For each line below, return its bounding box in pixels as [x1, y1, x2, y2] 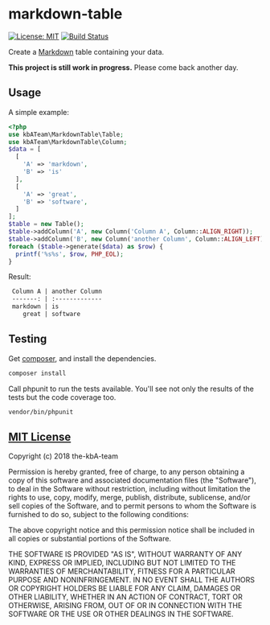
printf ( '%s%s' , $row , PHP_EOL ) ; [15, 250, 125, 258]
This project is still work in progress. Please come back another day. [8, 62, 239, 72]
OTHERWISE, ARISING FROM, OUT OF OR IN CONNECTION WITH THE [8, 601, 243, 611]
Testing [8, 332, 47, 346]
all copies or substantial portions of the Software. [8, 534, 171, 544]
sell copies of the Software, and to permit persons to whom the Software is [8, 501, 257, 511]
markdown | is [11, 302, 59, 310]
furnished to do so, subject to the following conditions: [8, 510, 189, 520]
